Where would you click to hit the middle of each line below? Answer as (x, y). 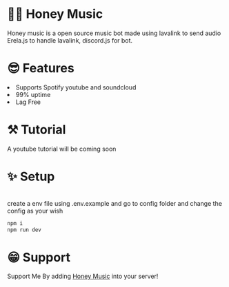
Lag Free (29, 102)
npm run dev (24, 230)
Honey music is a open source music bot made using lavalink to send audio (114, 33)
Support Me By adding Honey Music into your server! (83, 276)
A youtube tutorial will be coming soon (62, 149)
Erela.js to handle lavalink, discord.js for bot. (70, 40)
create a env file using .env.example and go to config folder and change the (115, 203)
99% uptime (33, 94)
